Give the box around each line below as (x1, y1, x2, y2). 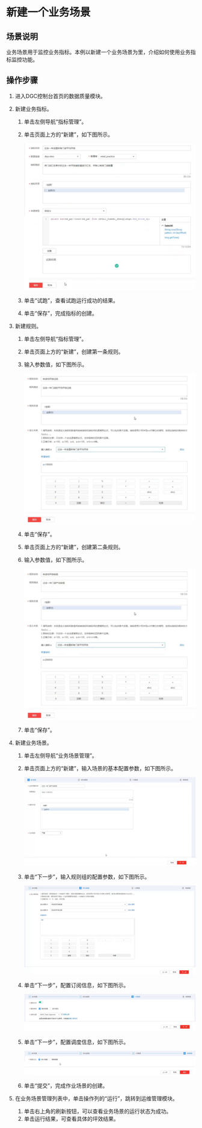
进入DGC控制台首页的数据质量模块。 (14, 92, 106, 99)
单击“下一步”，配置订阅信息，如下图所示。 (23, 981, 129, 988)
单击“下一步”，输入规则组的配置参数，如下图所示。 (23, 873, 150, 880)
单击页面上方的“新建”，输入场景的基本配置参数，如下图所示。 (23, 764, 176, 771)
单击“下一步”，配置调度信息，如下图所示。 (23, 1038, 129, 1045)
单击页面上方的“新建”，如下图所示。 (23, 131, 113, 138)
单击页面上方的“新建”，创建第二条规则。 (23, 543, 124, 551)
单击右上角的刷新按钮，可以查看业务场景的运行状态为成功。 (23, 1108, 172, 1115)
